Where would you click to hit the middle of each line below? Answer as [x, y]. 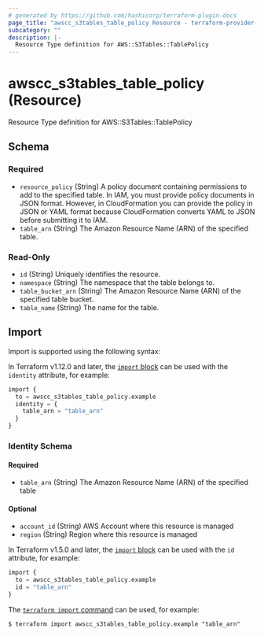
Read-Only [29, 257]
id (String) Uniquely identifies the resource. [90, 274]
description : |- [35, 37]
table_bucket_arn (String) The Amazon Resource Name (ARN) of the [130, 291]
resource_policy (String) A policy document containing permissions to [133, 187]
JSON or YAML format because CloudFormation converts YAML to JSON [137, 211]
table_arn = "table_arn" [63, 411]
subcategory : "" [35, 30]
